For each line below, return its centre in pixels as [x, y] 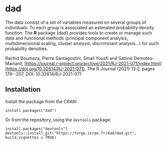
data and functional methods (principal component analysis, [67, 38]
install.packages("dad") [31, 110]
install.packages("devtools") [37, 129]
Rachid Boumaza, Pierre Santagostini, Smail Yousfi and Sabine [69, 58]
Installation [23, 90]
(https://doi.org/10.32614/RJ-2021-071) [45, 69]
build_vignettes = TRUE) [31, 137]
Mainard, [14, 63]
